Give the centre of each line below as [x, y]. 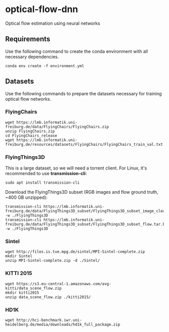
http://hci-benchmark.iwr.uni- [49, 320]
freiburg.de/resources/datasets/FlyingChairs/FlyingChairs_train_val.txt [84, 144]
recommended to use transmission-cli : [46, 174]
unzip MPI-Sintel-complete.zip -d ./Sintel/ [53, 261]
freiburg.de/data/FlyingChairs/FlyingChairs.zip [57, 127]
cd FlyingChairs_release [31, 135]
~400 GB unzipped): [26, 197]
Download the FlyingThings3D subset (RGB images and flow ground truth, [82, 192]
